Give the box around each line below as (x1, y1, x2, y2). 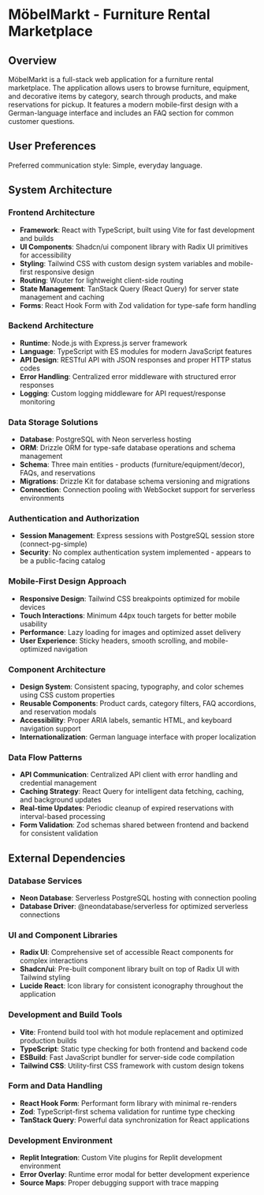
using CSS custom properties (19, 690, 116, 700)
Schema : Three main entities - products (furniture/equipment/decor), (19, 460, 246, 469)
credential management (19, 778, 97, 787)
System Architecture (8, 183, 113, 197)
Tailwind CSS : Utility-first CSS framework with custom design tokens (19, 1061, 244, 1070)
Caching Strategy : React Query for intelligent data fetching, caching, (19, 787, 244, 796)
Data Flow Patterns (8, 752, 83, 763)
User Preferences (8, 140, 96, 153)
